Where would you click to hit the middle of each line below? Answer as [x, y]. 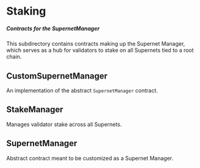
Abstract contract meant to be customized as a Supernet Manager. [90, 158]
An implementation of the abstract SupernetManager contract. [82, 90]
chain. [14, 57]
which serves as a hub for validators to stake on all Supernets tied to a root [100, 51]
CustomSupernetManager [57, 76]
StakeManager [35, 110]
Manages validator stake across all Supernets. [64, 124]
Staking [26, 11]
